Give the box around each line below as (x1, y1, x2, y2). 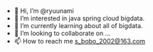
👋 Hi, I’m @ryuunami (14, 7, 75, 15)
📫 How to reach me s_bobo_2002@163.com (14, 37, 146, 45)
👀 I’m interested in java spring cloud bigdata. (14, 14, 145, 22)
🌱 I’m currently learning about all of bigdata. (14, 22, 144, 30)
